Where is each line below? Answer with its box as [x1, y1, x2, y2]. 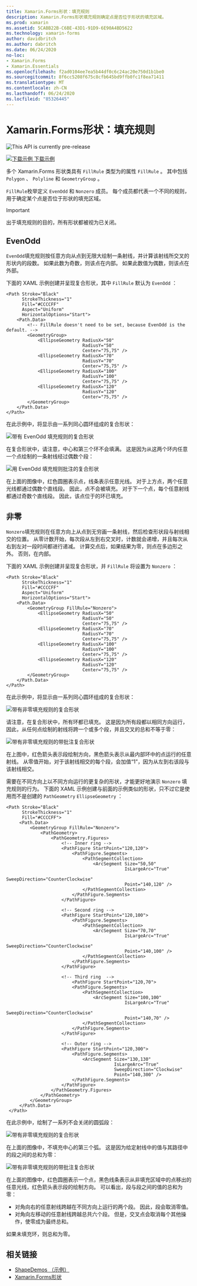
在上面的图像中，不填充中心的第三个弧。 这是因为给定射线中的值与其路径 [6, 1144, 183, 1151]
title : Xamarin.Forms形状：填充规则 [6, 8, 90, 15]
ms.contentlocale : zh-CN [6, 85, 67, 91]
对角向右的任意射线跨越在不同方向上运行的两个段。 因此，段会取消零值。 [14, 1203, 192, 1211]
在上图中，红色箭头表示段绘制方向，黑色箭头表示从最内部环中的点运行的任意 [6, 751, 192, 758]
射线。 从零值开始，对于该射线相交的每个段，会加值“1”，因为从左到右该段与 [6, 758, 189, 765]
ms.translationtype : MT [6, 80, 65, 86]
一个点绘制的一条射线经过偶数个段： [6, 453, 94, 460]
